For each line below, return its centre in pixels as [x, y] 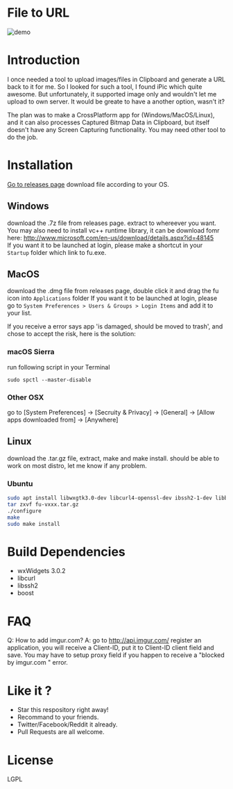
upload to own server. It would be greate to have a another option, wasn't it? [116, 101]
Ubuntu [20, 483]
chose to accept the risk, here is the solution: [72, 334]
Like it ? [29, 691]
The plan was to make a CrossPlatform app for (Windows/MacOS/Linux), [111, 115]
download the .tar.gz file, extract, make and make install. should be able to [113, 458]
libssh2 [27, 585]
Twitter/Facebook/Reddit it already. [67, 724]
